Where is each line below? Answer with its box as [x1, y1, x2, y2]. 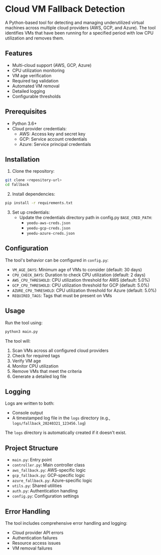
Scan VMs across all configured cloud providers [12, 348, 108, 353]
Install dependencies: [12, 191, 55, 197]
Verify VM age [12, 358, 41, 364]
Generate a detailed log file [12, 373, 67, 379]
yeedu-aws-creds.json [26, 221, 71, 226]
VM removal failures [12, 545, 53, 551]
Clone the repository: [12, 168, 55, 174]
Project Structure [5, 444, 58, 452]
